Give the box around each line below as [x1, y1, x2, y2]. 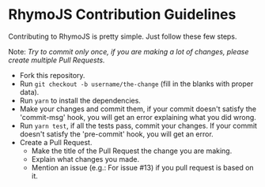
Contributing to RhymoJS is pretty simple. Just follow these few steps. [8, 32, 237, 41]
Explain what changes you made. [31, 154, 140, 163]
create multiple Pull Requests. [8, 55, 105, 65]
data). [19, 87, 40, 96]
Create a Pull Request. [19, 137, 93, 147]
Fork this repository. [19, 70, 85, 80]
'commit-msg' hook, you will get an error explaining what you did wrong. [19, 112, 257, 122]
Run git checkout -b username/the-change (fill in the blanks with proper [19, 79, 254, 88]
